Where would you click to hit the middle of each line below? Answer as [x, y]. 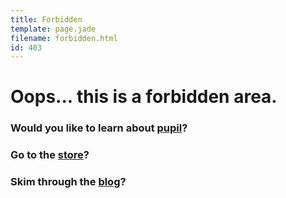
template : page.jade [53, 29]
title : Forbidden [46, 19]
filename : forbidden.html [64, 38]
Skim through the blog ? [68, 182]
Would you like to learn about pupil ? [99, 128]
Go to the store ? [50, 155]
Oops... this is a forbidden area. [144, 97]
